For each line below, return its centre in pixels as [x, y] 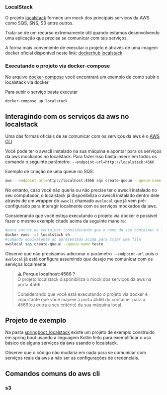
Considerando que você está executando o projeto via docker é [83, 294]
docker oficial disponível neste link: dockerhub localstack [64, 53]
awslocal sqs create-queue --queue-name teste [54, 244]
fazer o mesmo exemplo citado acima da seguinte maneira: [66, 221]
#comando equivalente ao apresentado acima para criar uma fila [73, 239]
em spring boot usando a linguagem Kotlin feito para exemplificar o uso [78, 338]
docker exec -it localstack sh [38, 235]
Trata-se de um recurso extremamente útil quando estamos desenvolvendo [83, 33]
